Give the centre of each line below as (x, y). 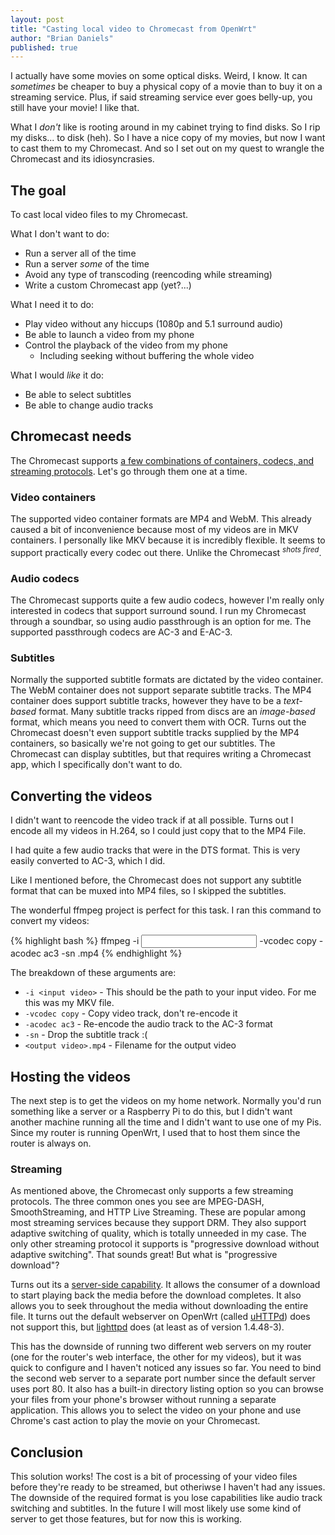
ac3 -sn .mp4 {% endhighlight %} (113, 953)
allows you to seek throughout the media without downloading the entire (159, 1306)
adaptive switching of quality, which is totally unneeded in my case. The (158, 1233)
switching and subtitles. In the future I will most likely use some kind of (156, 1508)
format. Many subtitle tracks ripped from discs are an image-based (177, 712)
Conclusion (47, 1452)
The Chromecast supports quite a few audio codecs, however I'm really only (167, 600)
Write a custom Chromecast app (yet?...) (108, 285)
